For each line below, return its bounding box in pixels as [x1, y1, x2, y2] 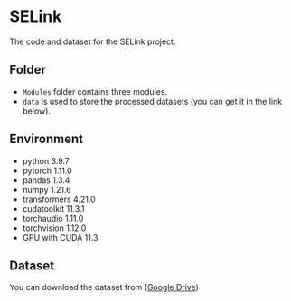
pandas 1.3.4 [22, 174, 70, 186]
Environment [9, 132, 84, 147]
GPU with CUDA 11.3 [22, 232, 99, 242]
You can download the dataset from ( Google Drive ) [9, 282, 199, 293]
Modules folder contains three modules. [22, 86, 168, 96]
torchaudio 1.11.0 [22, 213, 84, 223]
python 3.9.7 [22, 155, 70, 166]
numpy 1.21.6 [22, 184, 72, 195]
